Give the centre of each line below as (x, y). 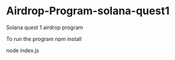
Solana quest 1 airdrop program (45, 27)
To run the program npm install (44, 39)
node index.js (23, 50)
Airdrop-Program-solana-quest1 (88, 11)
